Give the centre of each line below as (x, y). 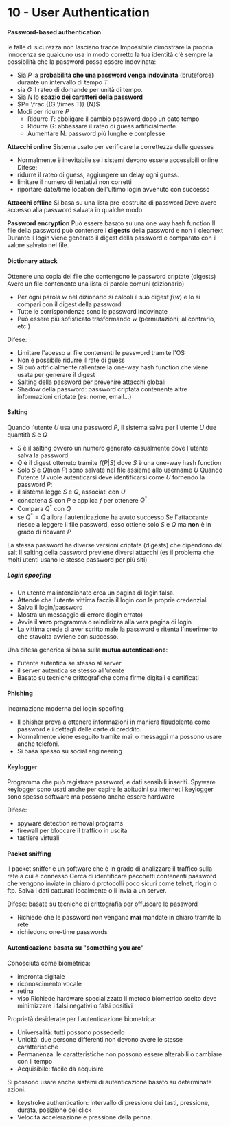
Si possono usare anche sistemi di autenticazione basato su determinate (110, 1082)
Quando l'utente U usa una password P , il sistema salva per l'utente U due (112, 427)
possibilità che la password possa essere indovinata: (82, 62)
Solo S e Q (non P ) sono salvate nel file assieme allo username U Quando (120, 470)
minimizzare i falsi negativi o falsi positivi (74, 1005)
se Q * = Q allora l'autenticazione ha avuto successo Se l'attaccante (112, 516)
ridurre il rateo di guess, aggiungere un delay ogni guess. (98, 175)
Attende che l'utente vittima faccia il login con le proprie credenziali (112, 600)
